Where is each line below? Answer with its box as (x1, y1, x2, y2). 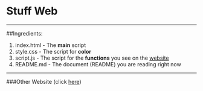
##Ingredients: (6, 30, 43, 37)
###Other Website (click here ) (6, 78, 82, 85)
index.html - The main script (14, 41, 86, 49)
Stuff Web (6, 4, 58, 18)
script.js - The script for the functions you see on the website (14, 54, 169, 61)
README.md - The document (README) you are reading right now (14, 60, 181, 67)
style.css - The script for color (14, 48, 92, 55)
